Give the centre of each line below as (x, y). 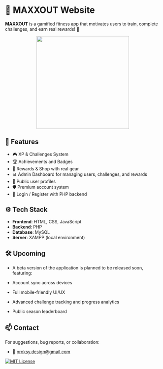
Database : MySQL (31, 232)
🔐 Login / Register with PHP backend (49, 194)
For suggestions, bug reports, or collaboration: (52, 342)
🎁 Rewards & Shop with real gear (46, 168)
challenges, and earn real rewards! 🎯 (42, 29)
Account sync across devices (42, 283)
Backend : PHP (27, 227)
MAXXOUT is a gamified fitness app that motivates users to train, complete (82, 24)
